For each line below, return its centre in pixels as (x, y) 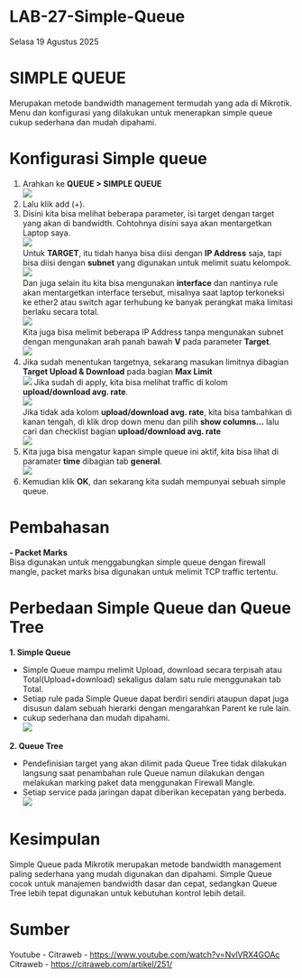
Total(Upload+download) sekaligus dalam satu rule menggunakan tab (151, 679)
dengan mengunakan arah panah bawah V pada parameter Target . (147, 341)
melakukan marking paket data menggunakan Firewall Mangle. (138, 782)
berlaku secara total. (60, 311)
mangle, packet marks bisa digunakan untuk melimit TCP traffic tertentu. (144, 571)
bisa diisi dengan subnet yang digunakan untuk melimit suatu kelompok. (157, 263)
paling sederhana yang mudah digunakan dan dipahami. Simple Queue (141, 873)
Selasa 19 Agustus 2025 (54, 42)
